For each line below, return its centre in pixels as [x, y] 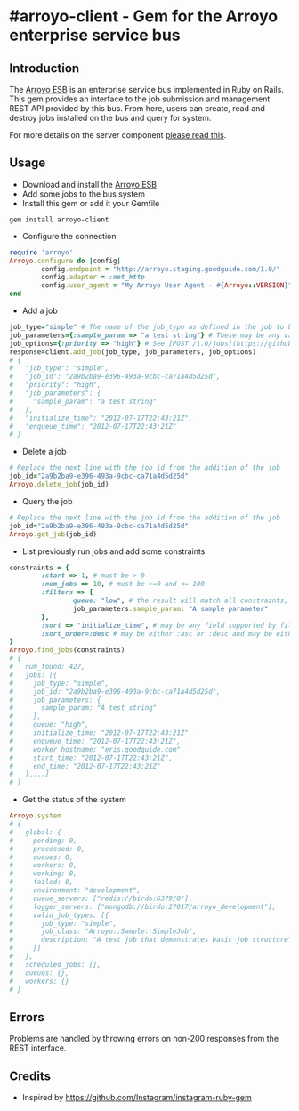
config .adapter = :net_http [93, 278]
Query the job [47, 501]
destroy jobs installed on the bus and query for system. [110, 118]
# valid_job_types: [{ [59, 915]
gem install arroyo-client [59, 220]
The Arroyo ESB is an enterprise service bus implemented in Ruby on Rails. [147, 89]
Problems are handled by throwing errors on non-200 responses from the [144, 1039]
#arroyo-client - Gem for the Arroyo [144, 16]
